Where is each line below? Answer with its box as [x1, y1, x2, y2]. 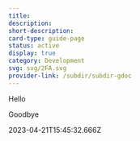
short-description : [8, 27, 74, 35]
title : [8, 11, 31, 20]
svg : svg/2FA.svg [8, 64, 67, 73]
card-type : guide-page [8, 34, 85, 43]
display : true [8, 49, 57, 57]
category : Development [8, 57, 85, 65]
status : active [8, 42, 60, 50]
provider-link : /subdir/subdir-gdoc [8, 72, 132, 80]
